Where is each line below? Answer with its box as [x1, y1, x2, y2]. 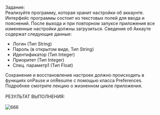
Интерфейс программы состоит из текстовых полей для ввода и [5, 15, 145, 21]
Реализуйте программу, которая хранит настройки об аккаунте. [5, 10, 144, 16]
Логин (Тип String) [12, 41, 52, 47]
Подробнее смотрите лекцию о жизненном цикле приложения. [5, 83, 143, 89]
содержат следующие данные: [5, 31, 72, 37]
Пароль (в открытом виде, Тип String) [12, 46, 94, 52]
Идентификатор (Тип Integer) [12, 51, 75, 57]
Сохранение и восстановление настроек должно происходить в [5, 72, 145, 78]
